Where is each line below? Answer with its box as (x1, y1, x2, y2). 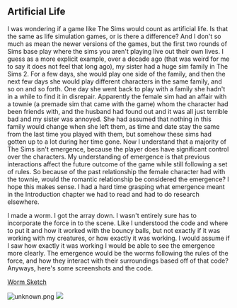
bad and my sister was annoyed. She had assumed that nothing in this (7, 115, 212, 123)
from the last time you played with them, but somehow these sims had (7, 130, 212, 138)
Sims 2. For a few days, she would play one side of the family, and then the (7, 69, 226, 78)
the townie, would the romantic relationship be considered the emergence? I (7, 175, 230, 183)
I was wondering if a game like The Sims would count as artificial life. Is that (7, 24, 229, 33)
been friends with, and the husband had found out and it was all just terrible (7, 107, 229, 115)
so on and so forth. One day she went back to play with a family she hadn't (7, 84, 226, 93)
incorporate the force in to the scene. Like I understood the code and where (7, 219, 229, 227)
